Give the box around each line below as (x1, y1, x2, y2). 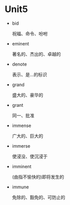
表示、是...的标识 (12, 72, 47, 78)
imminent (12, 163, 32, 169)
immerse (12, 143, 31, 149)
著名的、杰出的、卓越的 (12, 51, 61, 57)
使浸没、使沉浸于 (12, 153, 48, 159)
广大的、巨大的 (12, 132, 43, 139)
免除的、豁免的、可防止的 (12, 194, 65, 200)
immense (12, 122, 31, 128)
